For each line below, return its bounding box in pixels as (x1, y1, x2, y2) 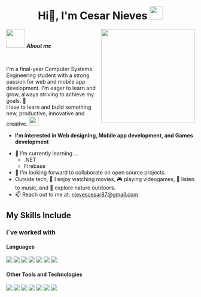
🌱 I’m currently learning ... (14, 149, 79, 157)
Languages (6, 243, 35, 250)
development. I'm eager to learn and (6, 84, 96, 91)
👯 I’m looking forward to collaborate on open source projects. (14, 169, 166, 176)
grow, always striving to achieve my (6, 90, 95, 98)
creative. (6, 120, 28, 127)
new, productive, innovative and (6, 109, 85, 117)
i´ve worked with (6, 228, 56, 237)
